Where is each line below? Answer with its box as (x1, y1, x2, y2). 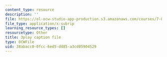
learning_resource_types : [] (5, 26, 66, 31)
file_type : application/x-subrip (5, 21, 75, 26)
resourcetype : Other (5, 30, 48, 35)
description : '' (5, 12, 39, 17)
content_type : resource (5, 7, 55, 12)
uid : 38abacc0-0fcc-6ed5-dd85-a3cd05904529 (5, 44, 97, 49)
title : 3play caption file (5, 35, 61, 40)
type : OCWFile (5, 40, 35, 45)
